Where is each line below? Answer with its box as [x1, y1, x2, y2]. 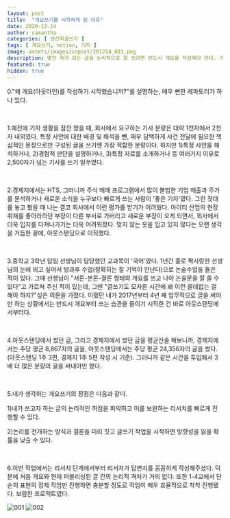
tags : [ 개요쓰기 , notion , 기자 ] [7, 42, 97, 49]
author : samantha [7, 29, 57, 36]
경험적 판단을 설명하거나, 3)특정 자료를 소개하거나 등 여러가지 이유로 [38, 149, 220, 158]
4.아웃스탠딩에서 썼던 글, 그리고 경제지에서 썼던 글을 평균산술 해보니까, [7, 335, 195, 344]
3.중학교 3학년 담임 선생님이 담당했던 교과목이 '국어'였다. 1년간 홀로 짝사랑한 [7, 257, 210, 265]
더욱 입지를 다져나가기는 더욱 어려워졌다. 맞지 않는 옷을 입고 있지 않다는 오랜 [7, 220, 210, 228]
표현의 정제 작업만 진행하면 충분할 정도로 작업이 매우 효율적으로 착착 [19, 481, 201, 489]
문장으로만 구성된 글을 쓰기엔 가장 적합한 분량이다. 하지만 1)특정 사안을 [25, 141, 213, 149]
